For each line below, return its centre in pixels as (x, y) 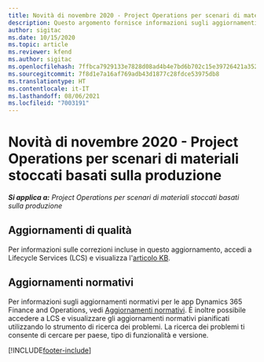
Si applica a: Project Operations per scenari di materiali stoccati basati (124, 198)
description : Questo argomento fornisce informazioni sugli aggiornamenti (133, 23)
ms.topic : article (38, 45)
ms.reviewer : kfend (40, 52)
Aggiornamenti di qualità (70, 230)
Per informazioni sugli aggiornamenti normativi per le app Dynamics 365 (125, 301)
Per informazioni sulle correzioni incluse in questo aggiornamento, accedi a (130, 249)
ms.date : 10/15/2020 (42, 37)
